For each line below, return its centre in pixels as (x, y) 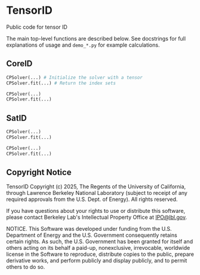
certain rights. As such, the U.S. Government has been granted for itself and (99, 242)
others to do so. (26, 267)
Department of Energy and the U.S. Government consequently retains (92, 235)
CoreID (19, 64)
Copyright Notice (39, 172)
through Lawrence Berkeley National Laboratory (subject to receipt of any (97, 193)
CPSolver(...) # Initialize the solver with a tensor (75, 77)
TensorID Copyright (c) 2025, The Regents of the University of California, (96, 187)
